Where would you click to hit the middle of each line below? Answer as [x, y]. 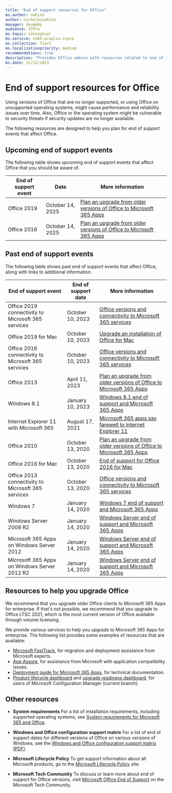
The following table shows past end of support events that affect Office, [81, 266]
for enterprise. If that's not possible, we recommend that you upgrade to [81, 609]
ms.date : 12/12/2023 [27, 63]
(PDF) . [19, 749]
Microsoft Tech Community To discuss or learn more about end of [83, 774]
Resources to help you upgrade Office [67, 591]
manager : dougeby [24, 24]
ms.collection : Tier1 [28, 44]
